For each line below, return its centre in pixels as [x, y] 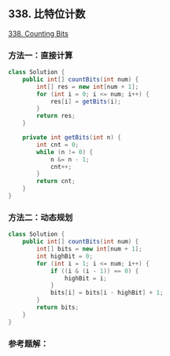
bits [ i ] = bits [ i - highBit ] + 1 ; [107, 293]
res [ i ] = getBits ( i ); [86, 101]
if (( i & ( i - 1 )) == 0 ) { [94, 271]
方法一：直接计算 [41, 55]
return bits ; [58, 308]
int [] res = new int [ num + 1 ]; [88, 86]
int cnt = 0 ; [58, 145]
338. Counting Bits [38, 33]
